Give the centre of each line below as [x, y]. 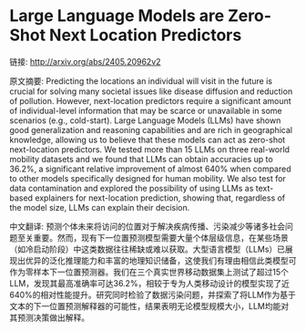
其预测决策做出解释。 [49, 317]
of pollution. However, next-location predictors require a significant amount [150, 100]
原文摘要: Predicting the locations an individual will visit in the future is [141, 81]
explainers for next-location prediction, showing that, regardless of [160, 198]
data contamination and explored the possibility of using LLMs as [132, 188]
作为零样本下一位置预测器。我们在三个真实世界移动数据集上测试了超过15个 [149, 272]
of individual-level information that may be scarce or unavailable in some [146, 110]
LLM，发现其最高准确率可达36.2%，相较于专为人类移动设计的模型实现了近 [149, 283]
